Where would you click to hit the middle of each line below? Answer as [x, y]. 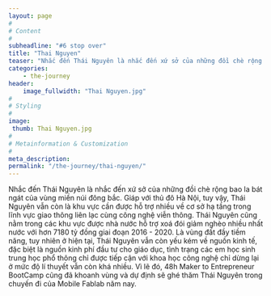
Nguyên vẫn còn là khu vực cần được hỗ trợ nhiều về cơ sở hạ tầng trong [130, 206]
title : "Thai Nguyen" [45, 53]
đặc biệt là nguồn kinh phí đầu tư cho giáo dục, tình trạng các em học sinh [132, 249]
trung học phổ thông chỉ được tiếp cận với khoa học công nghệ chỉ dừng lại [134, 258]
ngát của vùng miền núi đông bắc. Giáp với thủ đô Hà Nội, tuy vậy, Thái [127, 198]
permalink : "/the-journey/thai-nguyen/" [78, 167]
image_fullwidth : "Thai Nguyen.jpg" [85, 91]
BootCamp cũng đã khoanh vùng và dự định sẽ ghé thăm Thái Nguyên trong [135, 275]
